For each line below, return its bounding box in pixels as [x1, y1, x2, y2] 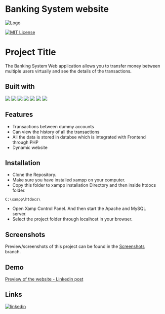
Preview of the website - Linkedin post [5, 276, 83, 282]
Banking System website [5, 3, 109, 15]
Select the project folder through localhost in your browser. [12, 216, 132, 222]
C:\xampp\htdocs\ [5, 197, 41, 202]
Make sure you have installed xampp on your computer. [12, 177, 125, 183]
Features [5, 110, 33, 119]
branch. [5, 249, 21, 255]
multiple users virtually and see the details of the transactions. [5, 68, 132, 74]
